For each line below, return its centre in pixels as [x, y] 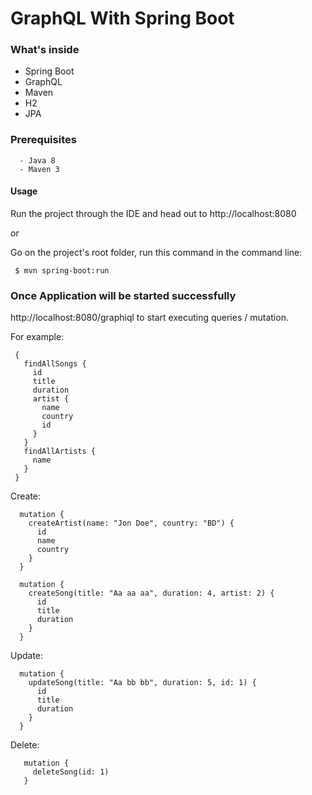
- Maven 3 [39, 169]
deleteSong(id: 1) [71, 772]
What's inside [45, 50]
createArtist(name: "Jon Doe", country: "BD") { [131, 523]
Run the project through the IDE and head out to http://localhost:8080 [153, 213]
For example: [37, 337]
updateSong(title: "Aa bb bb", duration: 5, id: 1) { [142, 683]
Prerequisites [43, 140]
